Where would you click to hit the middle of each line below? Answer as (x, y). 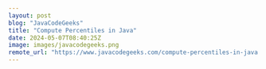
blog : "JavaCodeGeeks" (46, 23)
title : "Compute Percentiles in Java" (72, 30)
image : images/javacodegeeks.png (64, 45)
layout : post (30, 15)
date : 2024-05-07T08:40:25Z (55, 38)
